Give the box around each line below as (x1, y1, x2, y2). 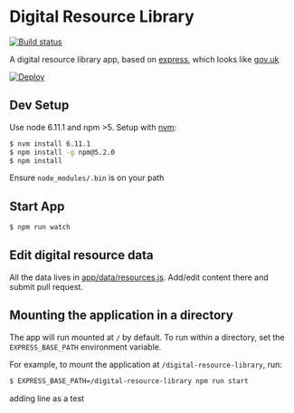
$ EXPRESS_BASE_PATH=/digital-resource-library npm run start (9, 376, 249, 386)
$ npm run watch (9, 223, 71, 232)
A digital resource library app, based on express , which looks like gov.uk (9, 53, 280, 64)
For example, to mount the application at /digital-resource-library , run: (9, 359, 283, 370)
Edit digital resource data (9, 247, 154, 264)
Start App (9, 198, 65, 214)
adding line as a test (9, 392, 84, 404)
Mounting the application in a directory (9, 308, 233, 323)
